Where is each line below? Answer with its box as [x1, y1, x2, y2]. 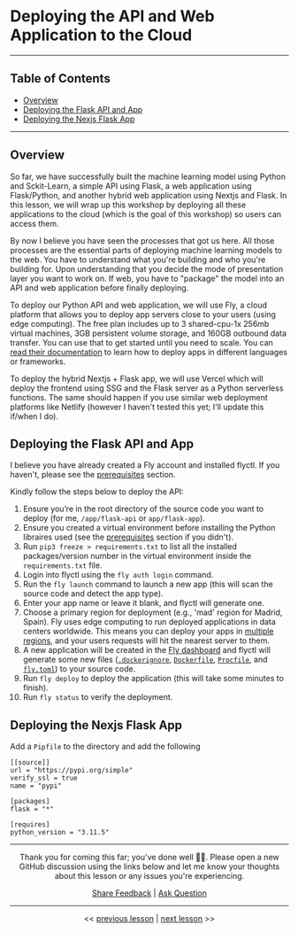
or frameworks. [10, 356, 66, 367]
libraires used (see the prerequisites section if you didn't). [22, 532, 233, 542]
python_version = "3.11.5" [10, 828, 110, 837]
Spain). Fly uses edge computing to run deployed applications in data [22, 617, 277, 627]
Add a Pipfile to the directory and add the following [10, 742, 201, 752]
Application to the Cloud [10, 25, 193, 45]
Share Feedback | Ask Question [92, 888, 207, 898]
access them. [10, 218, 60, 229]
